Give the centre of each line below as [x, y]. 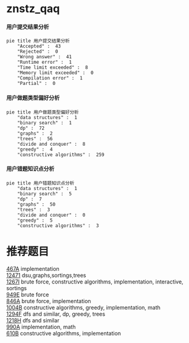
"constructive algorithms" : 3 [58, 226]
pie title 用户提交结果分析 [38, 41]
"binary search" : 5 [44, 194]
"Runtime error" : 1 [44, 63]
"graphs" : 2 [35, 133]
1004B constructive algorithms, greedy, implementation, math [84, 307]
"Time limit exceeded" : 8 [53, 68]
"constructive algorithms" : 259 [61, 155]
